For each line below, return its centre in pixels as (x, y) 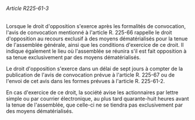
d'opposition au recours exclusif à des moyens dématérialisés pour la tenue (97, 39)
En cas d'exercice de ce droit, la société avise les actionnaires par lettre (92, 92)
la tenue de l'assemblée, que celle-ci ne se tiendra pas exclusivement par (95, 105)
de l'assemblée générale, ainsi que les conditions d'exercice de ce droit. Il (95, 45)
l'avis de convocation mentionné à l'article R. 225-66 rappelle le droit (89, 33)
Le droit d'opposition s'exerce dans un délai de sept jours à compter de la (95, 69)
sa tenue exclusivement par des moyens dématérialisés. (74, 57)
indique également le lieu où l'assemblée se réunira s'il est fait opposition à (96, 51)
